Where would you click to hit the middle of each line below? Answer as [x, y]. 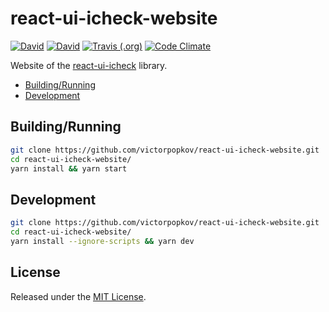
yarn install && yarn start [69, 168]
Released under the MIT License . [78, 296]
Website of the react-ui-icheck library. [89, 65]
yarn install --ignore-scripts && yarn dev [102, 241]
